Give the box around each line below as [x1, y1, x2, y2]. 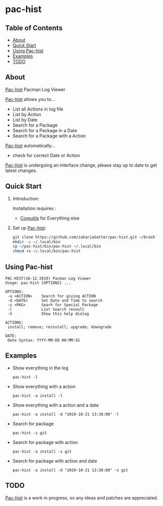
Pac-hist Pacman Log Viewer [5, 86, 66, 92]
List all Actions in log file [12, 106, 64, 112]
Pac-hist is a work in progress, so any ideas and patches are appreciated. [5, 494, 158, 500]
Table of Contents [5, 24, 63, 32]
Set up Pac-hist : [12, 224, 46, 231]
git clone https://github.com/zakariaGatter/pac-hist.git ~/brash [12, 235, 155, 240]
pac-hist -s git [12, 430, 47, 435]
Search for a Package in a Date [12, 127, 77, 133]
